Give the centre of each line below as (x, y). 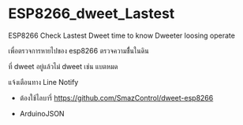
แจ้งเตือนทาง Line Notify (43, 82)
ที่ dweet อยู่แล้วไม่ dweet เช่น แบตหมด (63, 66)
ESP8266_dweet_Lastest (92, 14)
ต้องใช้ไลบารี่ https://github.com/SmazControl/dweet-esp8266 (116, 97)
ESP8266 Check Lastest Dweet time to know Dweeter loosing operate (121, 35)
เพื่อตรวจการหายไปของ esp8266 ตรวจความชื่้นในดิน (79, 50)
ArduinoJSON (42, 113)
